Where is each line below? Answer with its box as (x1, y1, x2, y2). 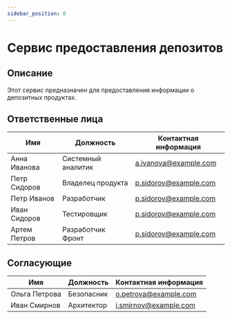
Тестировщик (61, 209, 108, 219)
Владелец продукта (61, 178, 128, 188)
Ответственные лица (7, 113, 104, 125)
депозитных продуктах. (7, 93, 77, 101)
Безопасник (68, 289, 108, 299)
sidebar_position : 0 (7, 10, 67, 17)
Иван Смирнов (10, 300, 61, 310)
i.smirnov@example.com (115, 300, 195, 310)
